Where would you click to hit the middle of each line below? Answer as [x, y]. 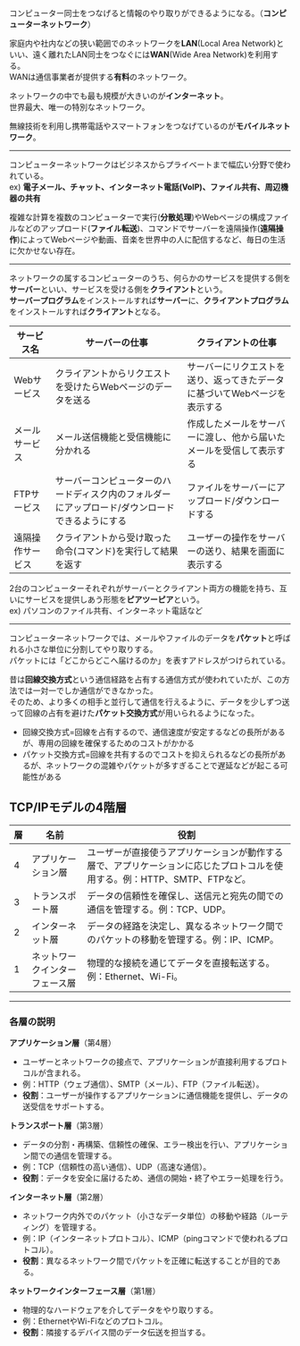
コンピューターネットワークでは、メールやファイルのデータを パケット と [142, 638]
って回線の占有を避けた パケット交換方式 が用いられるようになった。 [134, 713]
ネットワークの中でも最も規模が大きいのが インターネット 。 [119, 96]
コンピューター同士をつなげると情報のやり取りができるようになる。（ [136, 13]
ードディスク [82, 494]
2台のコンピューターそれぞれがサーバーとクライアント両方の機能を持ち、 [144, 588]
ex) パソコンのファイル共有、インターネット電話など [106, 610]
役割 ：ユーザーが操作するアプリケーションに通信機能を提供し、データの [155, 1096]
